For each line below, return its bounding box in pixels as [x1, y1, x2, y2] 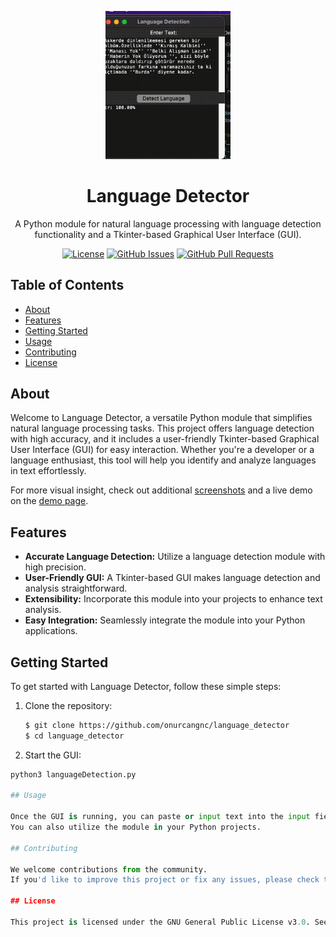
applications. [24, 625, 78, 637]
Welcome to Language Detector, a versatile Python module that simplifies [10, 412, 313, 424]
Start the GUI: [24, 749, 82, 761]
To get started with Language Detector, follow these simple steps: [10, 680, 282, 692]
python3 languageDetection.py [10, 769, 137, 780]
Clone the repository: [24, 699, 113, 711]
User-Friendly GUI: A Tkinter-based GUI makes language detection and [24, 572, 321, 584]
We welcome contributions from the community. [10, 864, 208, 875]
